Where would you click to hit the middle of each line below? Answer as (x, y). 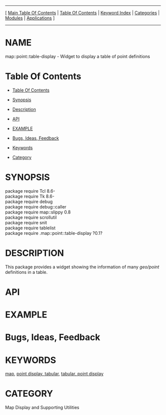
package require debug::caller (36, 207)
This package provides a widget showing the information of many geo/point (82, 267)
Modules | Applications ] (30, 18)
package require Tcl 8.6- (30, 191)
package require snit (26, 222)
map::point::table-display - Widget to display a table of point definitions (78, 56)
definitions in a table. (26, 272)
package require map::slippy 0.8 (38, 212)
